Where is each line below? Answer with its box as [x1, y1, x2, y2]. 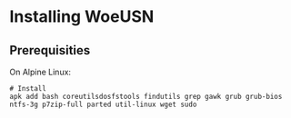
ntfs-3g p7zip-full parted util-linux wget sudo [9, 100, 197, 109]
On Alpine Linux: [9, 66, 71, 77]
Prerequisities [9, 43, 91, 58]
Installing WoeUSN [9, 6, 155, 27]
